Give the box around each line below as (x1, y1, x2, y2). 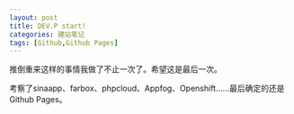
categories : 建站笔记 (9, 30, 85, 39)
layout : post (9, 13, 58, 22)
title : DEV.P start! (9, 22, 87, 31)
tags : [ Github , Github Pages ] (9, 38, 119, 48)
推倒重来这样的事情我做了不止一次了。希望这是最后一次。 (9, 64, 222, 75)
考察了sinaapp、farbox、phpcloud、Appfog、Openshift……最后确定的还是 (9, 83, 285, 94)
